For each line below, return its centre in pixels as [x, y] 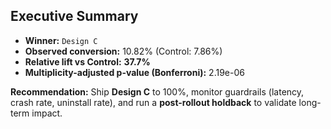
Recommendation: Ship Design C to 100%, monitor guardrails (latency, [157, 91]
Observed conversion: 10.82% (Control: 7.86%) [123, 51]
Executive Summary [74, 16]
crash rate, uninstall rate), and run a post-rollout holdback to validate [153, 102]
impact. [47, 113]
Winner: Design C [61, 40]
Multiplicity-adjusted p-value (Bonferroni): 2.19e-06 [134, 72]
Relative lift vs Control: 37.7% [87, 61]
